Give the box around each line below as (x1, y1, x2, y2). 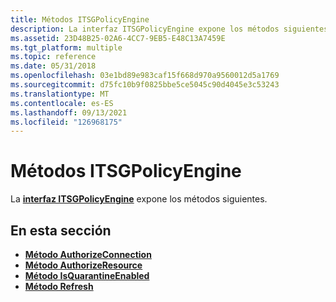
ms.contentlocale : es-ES (10, 98, 114, 108)
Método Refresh (24, 281, 94, 292)
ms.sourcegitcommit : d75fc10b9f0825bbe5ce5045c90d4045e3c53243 (10, 80, 280, 90)
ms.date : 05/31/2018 (10, 61, 97, 71)
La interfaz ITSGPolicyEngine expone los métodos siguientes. (10, 193, 268, 205)
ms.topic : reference (10, 52, 97, 62)
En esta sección (10, 222, 112, 239)
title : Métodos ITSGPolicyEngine (10, 14, 150, 25)
